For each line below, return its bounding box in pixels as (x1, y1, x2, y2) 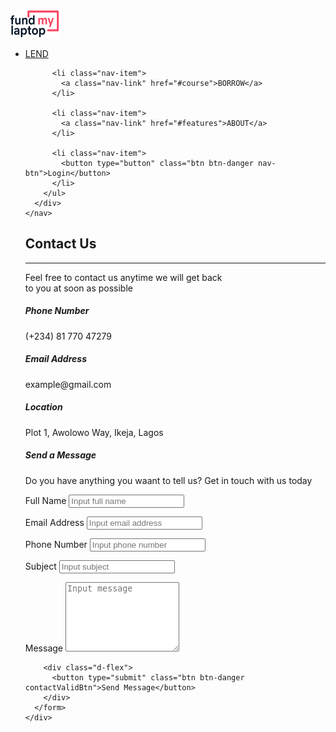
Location (24, 401, 63, 413)
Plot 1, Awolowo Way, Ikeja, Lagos (24, 426, 164, 438)
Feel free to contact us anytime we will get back (24, 271, 223, 283)
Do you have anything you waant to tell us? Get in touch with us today (24, 474, 313, 486)
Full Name (24, 494, 67, 506)
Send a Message (24, 449, 97, 461)
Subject (24, 560, 57, 572)
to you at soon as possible (24, 282, 133, 294)
